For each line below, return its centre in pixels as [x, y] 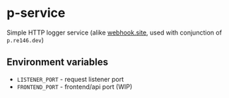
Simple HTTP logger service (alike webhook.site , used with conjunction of [114, 32]
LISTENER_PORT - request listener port [70, 79]
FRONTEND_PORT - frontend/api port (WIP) [75, 87]
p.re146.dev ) [25, 39]
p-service [36, 13]
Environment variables [58, 62]
